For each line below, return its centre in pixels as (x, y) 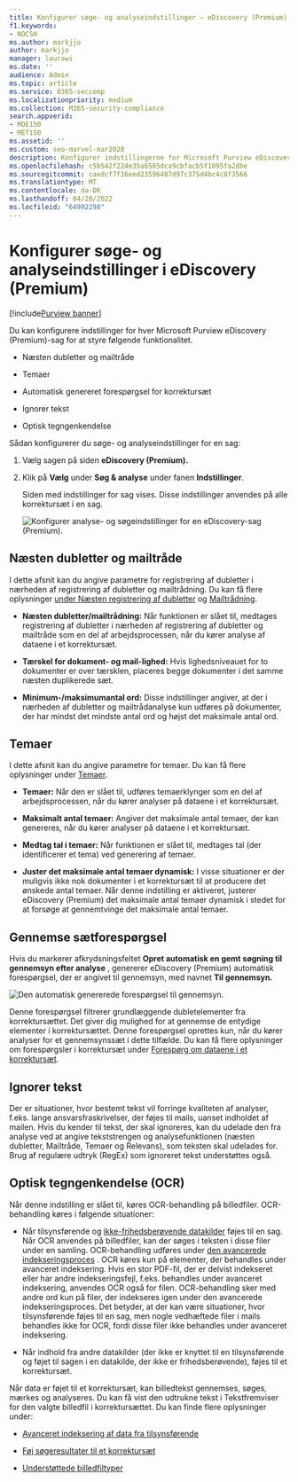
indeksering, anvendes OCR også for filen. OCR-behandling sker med (149, 1288)
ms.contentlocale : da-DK (55, 191)
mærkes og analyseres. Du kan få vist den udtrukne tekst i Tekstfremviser (144, 1397)
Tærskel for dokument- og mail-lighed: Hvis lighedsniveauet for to (145, 661)
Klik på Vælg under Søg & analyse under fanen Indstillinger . (133, 477)
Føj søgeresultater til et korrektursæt (89, 1450)
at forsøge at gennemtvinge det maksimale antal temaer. (125, 909)
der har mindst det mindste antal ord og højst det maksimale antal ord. (150, 716)
